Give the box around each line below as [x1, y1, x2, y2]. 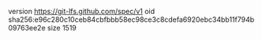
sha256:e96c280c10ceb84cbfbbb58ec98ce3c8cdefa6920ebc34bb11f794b [8, 15, 255, 24]
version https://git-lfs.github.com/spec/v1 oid [8, 7, 155, 16]
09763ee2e [8, 23, 46, 32]
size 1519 [47, 23, 77, 32]
